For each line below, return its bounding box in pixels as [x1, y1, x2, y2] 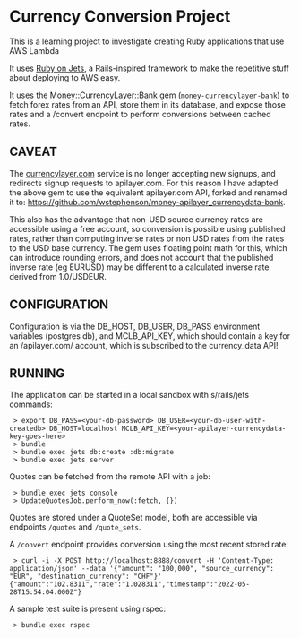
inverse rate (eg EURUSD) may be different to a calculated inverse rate [9, 262, 270, 272]
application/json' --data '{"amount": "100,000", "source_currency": [9, 565, 275, 573]
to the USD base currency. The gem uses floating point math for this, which [9, 242, 288, 253]
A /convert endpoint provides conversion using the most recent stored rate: [9, 539, 289, 550]
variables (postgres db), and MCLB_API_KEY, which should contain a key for [9, 330, 291, 341]
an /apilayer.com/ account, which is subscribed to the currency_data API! [9, 340, 279, 350]
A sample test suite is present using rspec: [9, 603, 167, 615]
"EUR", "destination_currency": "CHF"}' [9, 572, 163, 582]
